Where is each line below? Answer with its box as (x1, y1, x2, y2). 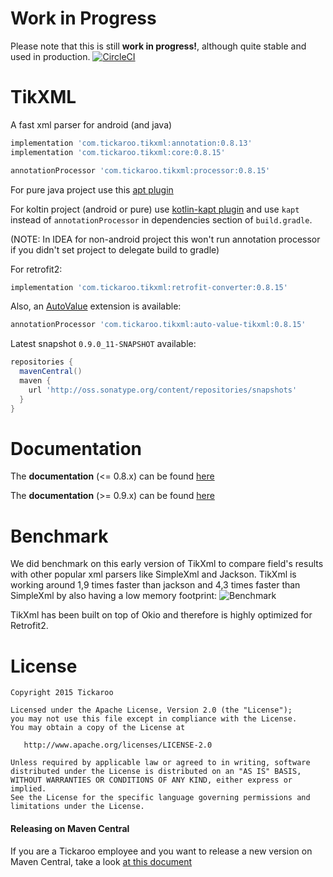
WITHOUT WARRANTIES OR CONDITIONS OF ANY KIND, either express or (10, 775, 293, 786)
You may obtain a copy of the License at (10, 723, 186, 733)
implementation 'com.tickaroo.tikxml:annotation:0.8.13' (10, 138, 253, 148)
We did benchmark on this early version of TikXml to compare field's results (10, 558, 324, 570)
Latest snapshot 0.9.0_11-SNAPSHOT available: (10, 338, 197, 350)
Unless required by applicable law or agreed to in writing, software (10, 758, 311, 768)
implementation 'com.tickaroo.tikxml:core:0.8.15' (10, 147, 226, 157)
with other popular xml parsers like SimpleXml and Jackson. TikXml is (10, 568, 297, 581)
